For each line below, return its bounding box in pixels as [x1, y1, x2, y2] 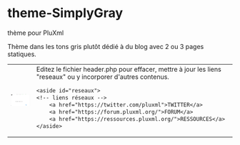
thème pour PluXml [7, 28, 64, 37]
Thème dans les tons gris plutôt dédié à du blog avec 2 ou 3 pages [7, 42, 204, 50]
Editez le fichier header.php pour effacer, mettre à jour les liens [36, 65, 221, 73]
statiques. [7, 50, 37, 58]
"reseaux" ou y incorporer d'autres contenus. [36, 72, 169, 81]
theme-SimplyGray [7, 5, 124, 21]
